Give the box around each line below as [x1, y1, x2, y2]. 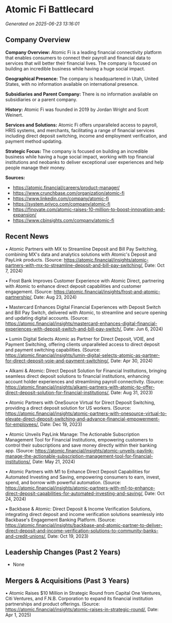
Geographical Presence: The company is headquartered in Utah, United [5, 76, 159, 82]
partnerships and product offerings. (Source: [5, 601, 100, 607]
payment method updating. [5, 138, 63, 144]
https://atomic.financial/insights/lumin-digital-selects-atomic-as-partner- [5, 352, 160, 358]
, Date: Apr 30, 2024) [107, 357, 153, 363]
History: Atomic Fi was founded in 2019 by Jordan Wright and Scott [5, 106, 149, 113]
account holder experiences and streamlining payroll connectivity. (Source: [5, 378, 164, 384]
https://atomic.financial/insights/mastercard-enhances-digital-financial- [5, 320, 158, 326]
